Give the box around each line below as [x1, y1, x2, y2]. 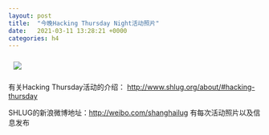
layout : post [8, 11, 52, 20]
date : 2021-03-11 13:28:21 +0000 [8, 27, 128, 35]
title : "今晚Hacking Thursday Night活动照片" [8, 19, 160, 27]
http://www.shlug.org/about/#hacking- [127, 82, 255, 92]
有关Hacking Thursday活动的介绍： [8, 82, 126, 92]
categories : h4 [8, 34, 59, 43]
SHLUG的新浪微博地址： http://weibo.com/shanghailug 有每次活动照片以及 [8, 108, 254, 117]
